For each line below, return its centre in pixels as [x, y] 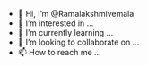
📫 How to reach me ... [59, 52]
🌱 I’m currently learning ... [65, 33]
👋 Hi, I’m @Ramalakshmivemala [76, 14]
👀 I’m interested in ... [56, 23]
